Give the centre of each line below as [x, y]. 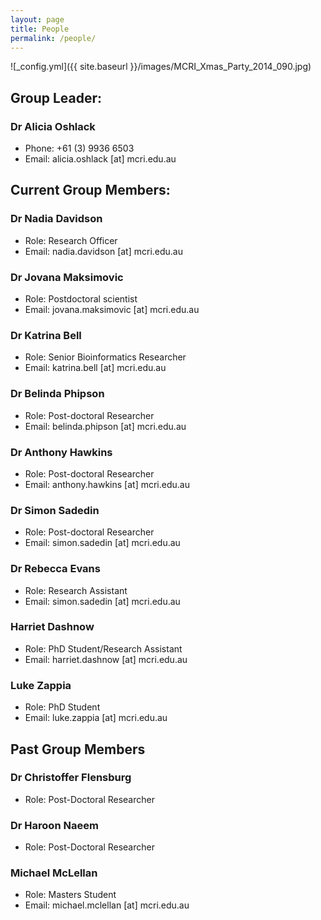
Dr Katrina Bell [46, 335]
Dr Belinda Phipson [57, 394]
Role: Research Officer [71, 240]
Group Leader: [56, 97]
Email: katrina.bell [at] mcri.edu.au [95, 368]
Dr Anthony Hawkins [61, 452]
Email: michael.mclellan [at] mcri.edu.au [107, 905]
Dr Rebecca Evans [55, 569]
